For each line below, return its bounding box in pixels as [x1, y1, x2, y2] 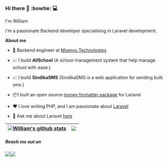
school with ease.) [12, 65, 51, 71]
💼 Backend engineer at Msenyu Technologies [12, 47, 107, 53]
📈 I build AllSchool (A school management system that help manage [12, 57, 156, 63]
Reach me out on [5, 138, 41, 144]
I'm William [5, 18, 28, 24]
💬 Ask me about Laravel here [12, 113, 73, 119]
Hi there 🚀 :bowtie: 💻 [5, 5, 58, 12]
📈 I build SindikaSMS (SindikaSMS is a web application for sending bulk [12, 75, 163, 81]
